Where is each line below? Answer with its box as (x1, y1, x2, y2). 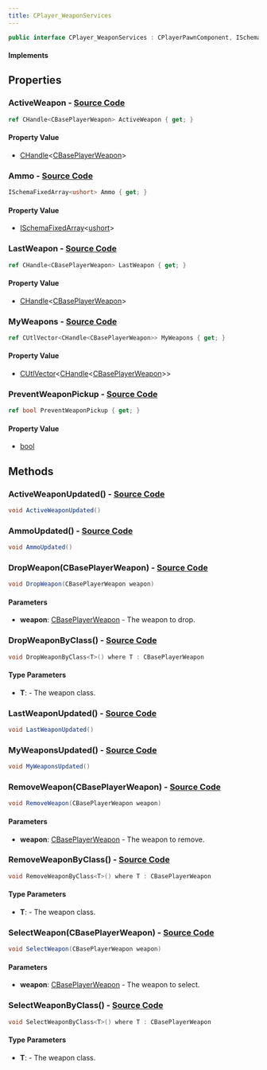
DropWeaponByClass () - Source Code (8, 635, 157, 646)
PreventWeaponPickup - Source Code (8, 388, 158, 399)
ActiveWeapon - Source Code (8, 97, 126, 108)
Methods (8, 465, 54, 478)
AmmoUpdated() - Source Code (8, 525, 133, 536)
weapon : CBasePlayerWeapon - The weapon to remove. (19, 835, 205, 844)
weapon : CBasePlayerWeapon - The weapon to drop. (19, 615, 196, 624)
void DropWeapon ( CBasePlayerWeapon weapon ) (8, 580, 155, 589)
